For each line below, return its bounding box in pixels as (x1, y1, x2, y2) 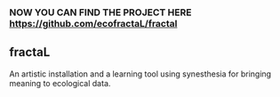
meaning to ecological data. (9, 77, 111, 88)
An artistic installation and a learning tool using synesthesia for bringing (9, 69, 272, 79)
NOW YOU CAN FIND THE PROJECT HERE (9, 6, 192, 19)
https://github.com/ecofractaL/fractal (9, 17, 178, 29)
